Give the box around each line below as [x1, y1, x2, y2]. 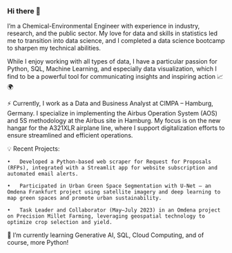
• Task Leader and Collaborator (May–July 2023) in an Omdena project [7, 207, 221, 214]
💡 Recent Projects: [7, 144, 60, 153]
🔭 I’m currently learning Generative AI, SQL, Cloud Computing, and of [7, 231, 204, 239]
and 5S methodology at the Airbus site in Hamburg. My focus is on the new [7, 117, 221, 125]
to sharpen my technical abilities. [7, 44, 101, 53]
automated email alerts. [7, 171, 79, 178]
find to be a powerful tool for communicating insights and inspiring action [7, 73, 216, 81]
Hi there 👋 [7, 6, 41, 16]
